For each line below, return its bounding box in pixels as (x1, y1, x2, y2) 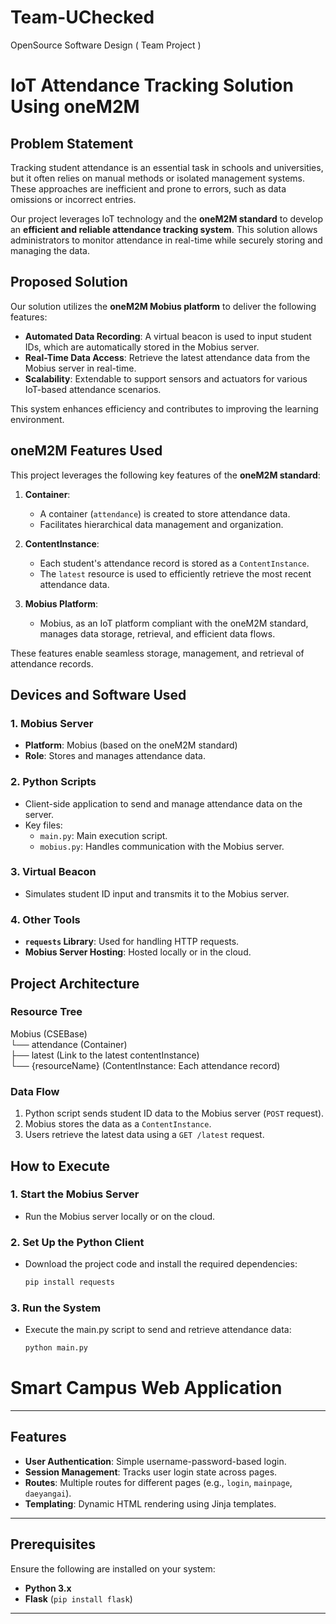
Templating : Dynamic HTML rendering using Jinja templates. (24, 1497, 277, 1510)
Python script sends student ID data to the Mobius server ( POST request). (24, 1107, 325, 1120)
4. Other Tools (10, 912, 81, 926)
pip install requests (24, 1277, 115, 1288)
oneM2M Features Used (10, 442, 163, 460)
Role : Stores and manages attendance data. (24, 750, 206, 762)
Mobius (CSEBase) (10, 1027, 88, 1040)
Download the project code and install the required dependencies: (24, 1258, 298, 1270)
